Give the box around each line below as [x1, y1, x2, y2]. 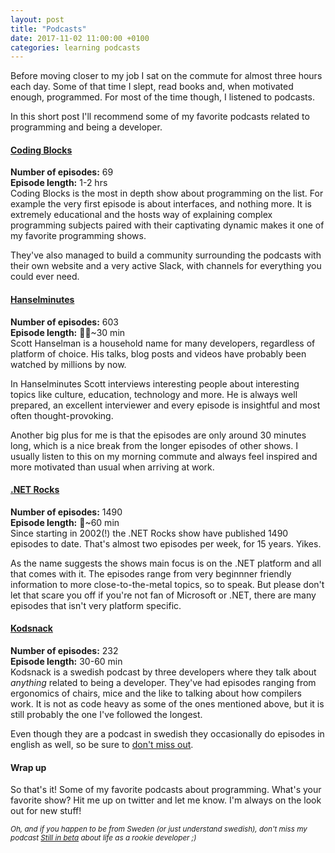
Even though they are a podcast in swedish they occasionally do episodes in [10, 728, 325, 740]
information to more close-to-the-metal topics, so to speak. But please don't [10, 578, 325, 590]
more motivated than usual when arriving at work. [10, 461, 215, 473]
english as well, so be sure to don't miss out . [10, 739, 194, 751]
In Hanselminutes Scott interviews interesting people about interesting [10, 377, 300, 390]
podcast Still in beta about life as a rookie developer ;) [10, 833, 197, 843]
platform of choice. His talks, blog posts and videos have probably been [10, 347, 307, 360]
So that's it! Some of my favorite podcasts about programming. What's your [10, 784, 322, 796]
